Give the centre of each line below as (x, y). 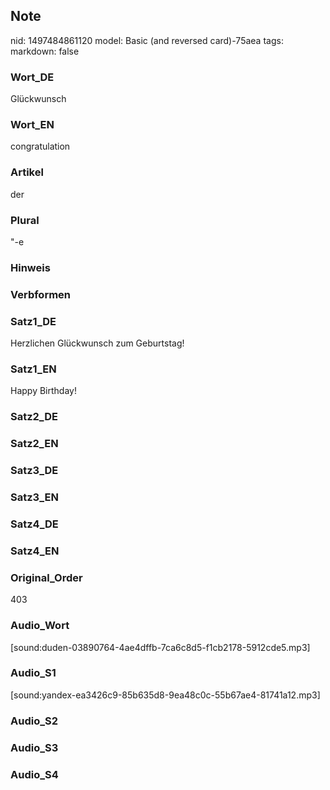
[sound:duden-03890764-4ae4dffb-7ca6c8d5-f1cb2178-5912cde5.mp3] (160, 647)
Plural (25, 220)
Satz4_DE (34, 524)
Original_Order (46, 577)
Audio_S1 (33, 673)
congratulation (40, 146)
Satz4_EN (35, 551)
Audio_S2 (34, 721)
